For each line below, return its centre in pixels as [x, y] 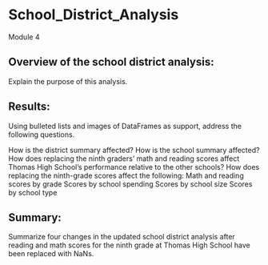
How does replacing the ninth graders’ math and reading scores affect [124, 159]
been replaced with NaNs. [51, 254]
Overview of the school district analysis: [111, 62]
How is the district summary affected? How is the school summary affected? [134, 150]
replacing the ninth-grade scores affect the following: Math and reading [126, 175]
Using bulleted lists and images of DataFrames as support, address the [125, 126]
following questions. [42, 135]
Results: [29, 107]
